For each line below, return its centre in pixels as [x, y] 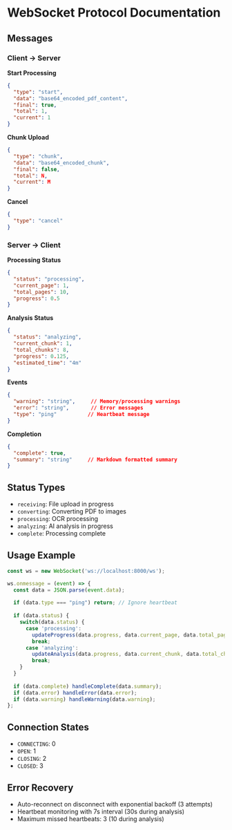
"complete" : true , [40, 453]
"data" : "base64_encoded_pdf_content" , [71, 98]
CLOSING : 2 [32, 759]
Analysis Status [30, 318]
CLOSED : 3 [30, 766]
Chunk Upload [28, 137]
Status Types [36, 488]
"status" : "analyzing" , [47, 337]
